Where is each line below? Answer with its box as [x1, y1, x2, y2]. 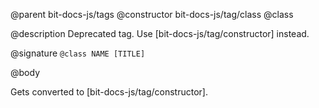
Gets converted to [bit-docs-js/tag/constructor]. [10, 86, 208, 98]
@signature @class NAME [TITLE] [10, 47, 146, 59]
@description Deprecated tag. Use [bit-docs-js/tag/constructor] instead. [10, 28, 310, 39]
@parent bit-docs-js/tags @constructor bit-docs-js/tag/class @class [10, 9, 294, 20]
